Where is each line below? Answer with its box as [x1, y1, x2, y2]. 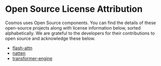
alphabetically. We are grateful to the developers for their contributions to [5, 30, 155, 36]
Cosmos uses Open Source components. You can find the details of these [5, 20, 156, 26]
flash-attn [12, 45, 33, 51]
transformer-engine [12, 55, 53, 61]
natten [12, 50, 26, 56]
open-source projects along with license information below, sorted [5, 25, 141, 31]
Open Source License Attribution [5, 3, 143, 15]
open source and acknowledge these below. [5, 35, 96, 41]
